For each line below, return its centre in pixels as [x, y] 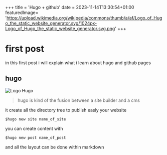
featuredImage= [22, 13]
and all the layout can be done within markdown [55, 147]
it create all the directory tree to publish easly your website [66, 110]
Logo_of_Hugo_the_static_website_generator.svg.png [60, 29]
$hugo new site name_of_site [36, 119]
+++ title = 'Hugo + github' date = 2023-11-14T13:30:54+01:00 [70, 7]
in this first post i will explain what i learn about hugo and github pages [78, 63]
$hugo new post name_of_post [36, 137]
